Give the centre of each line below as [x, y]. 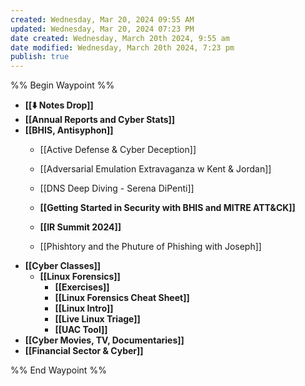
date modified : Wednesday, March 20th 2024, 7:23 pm [122, 47]
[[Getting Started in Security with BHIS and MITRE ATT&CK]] [167, 208]
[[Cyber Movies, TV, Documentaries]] [104, 340]
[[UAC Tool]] [81, 330]
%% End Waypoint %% [58, 370]
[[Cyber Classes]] [63, 266]
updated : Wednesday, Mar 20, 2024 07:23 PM [102, 29]
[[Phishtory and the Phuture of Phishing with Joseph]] [150, 247]
